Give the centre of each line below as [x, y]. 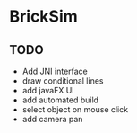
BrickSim [43, 17]
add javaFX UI [48, 90]
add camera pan [52, 119]
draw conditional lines [63, 81]
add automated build [60, 100]
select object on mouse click [75, 109]
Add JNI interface [55, 71]
